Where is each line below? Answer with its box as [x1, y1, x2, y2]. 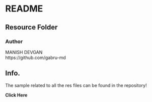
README [5, 3, 43, 14]
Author [5, 38, 23, 45]
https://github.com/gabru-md [5, 54, 66, 60]
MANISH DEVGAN [5, 49, 43, 55]
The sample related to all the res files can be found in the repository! [5, 82, 147, 88]
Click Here [5, 92, 28, 98]
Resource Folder [5, 23, 58, 31]
